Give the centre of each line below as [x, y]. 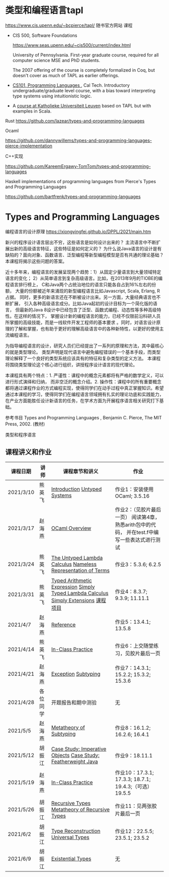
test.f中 [145, 532]
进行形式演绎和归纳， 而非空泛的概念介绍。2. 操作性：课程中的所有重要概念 [83, 381]
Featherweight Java [74, 761]
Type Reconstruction [76, 831]
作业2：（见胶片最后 [138, 509]
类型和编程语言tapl [44, 10]
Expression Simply [73, 587]
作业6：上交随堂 [134, 645]
